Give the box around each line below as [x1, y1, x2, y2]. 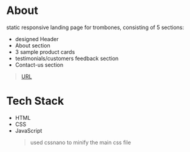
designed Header [15, 35, 59, 42]
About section [15, 42, 50, 49]
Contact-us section [15, 61, 64, 68]
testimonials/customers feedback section [15, 55, 119, 62]
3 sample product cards [15, 48, 75, 55]
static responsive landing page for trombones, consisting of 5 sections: [6, 24, 185, 31]
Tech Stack [6, 94, 64, 108]
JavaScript [15, 127, 42, 134]
